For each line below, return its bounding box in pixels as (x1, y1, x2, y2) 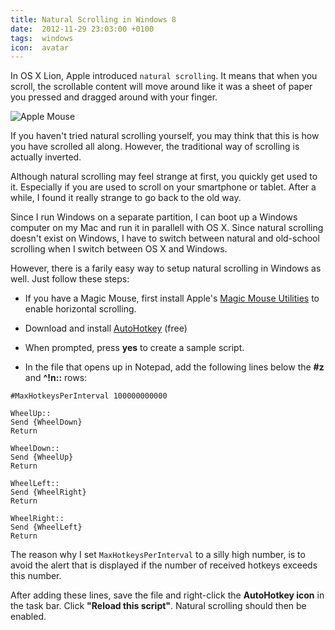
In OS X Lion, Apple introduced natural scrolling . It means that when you (10, 70, 318, 82)
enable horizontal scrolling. (24, 303, 137, 315)
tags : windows (10, 33, 74, 43)
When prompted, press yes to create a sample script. (24, 342, 245, 354)
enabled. (10, 611, 47, 623)
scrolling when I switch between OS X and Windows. (10, 243, 228, 255)
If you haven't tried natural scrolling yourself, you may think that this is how (10, 130, 320, 142)
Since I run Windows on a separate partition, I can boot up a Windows (10, 211, 298, 223)
